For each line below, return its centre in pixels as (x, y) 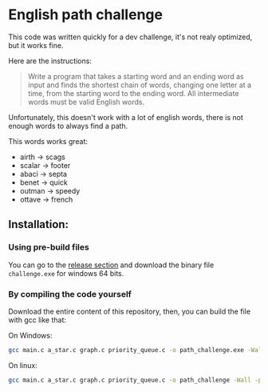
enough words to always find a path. (68, 126)
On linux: (23, 365)
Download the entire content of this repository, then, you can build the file (130, 311)
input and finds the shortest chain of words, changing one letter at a (140, 85)
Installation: (39, 224)
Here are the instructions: (50, 61)
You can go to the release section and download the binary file (111, 265)
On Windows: (30, 335)
